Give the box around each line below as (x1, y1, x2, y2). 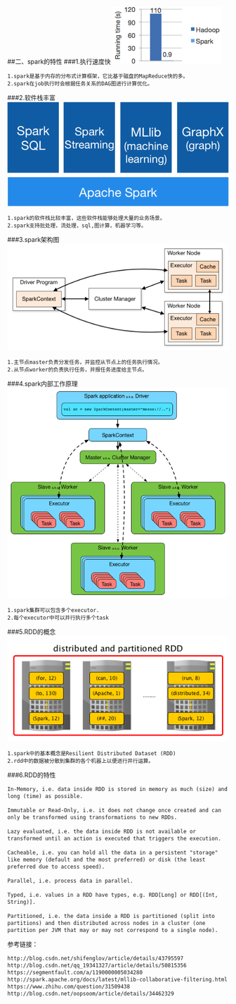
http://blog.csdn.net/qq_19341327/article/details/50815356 (7, 962, 188, 969)
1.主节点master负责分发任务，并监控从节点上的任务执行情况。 (7, 359, 164, 366)
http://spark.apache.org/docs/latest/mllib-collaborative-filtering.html (7, 976, 228, 983)
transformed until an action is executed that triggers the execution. (7, 835, 221, 842)
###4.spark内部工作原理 (7, 379, 79, 388)
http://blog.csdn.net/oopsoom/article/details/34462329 (7, 990, 174, 997)
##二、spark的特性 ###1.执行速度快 (7, 57, 111, 66)
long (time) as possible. (7, 792, 83, 800)
